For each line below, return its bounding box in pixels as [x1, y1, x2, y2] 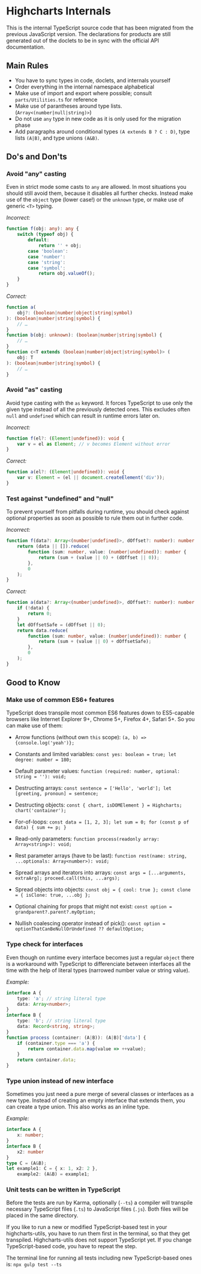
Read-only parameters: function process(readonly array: [14, 835, 160, 843]
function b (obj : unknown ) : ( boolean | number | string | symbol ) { [6, 332, 163, 338]
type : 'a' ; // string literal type [17, 996, 106, 1002]
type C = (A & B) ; [6, 1160, 47, 1166]
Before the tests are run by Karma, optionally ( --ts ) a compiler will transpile [6, 1199, 193, 1207]
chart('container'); [14, 808, 67, 814]
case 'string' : [28, 259, 66, 265]
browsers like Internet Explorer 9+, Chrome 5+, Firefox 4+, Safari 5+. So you [6, 716, 195, 723]
